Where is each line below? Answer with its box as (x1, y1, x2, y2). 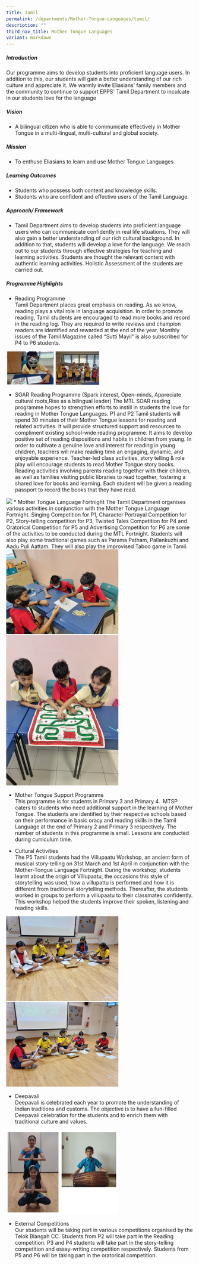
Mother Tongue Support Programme (14, 791, 104, 799)
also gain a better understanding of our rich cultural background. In (14, 234, 179, 242)
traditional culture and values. (14, 1118, 88, 1125)
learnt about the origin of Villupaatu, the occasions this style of (14, 873, 169, 880)
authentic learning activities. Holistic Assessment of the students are (14, 259, 183, 267)
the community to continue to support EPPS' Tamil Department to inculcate (6, 88, 190, 95)
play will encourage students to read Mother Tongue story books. (14, 460, 175, 468)
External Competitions (14, 1220, 70, 1227)
